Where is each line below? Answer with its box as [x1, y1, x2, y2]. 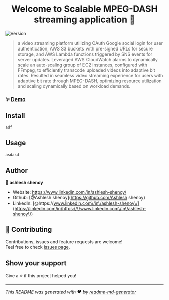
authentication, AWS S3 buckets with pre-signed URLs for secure [17, 45, 153, 52]
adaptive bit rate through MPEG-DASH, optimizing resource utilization [17, 78, 162, 84]
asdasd [5, 152, 19, 157]
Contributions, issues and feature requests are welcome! [5, 238, 123, 245]
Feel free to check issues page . [5, 244, 70, 250]
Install [5, 112, 25, 120]
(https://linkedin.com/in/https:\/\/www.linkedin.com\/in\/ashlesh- [12, 206, 147, 212]
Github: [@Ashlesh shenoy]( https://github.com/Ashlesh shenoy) [12, 195, 146, 201]
